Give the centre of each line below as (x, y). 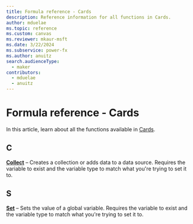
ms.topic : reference (32, 28)
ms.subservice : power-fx (37, 51)
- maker (21, 67)
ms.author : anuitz (29, 56)
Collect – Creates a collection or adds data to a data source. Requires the (96, 162)
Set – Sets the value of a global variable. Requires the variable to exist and (97, 208)
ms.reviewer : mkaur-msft (37, 39)
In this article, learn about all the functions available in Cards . (81, 129)
